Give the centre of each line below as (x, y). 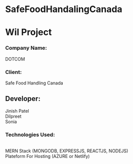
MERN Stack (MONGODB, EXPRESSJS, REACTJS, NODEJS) (67, 151)
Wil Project (28, 32)
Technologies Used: (30, 134)
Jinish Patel (17, 111)
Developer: (23, 99)
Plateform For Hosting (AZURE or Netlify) (48, 156)
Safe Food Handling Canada (34, 83)
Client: (14, 72)
